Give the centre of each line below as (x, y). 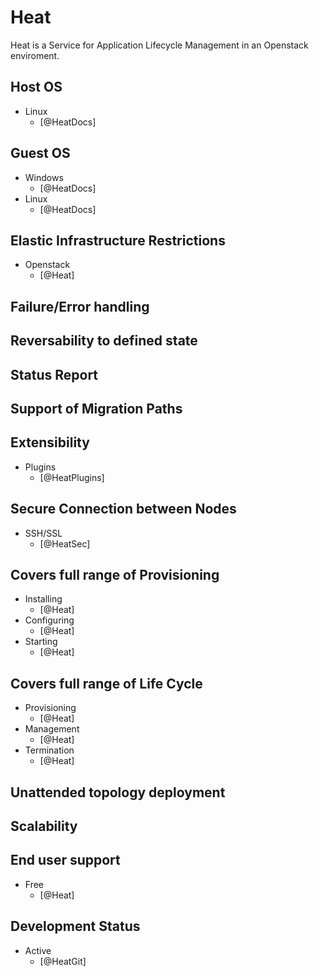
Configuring (49, 620)
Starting (41, 642)
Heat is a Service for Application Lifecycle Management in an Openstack (159, 45)
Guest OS (40, 153)
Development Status (75, 926)
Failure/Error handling (80, 306)
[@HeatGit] (63, 961)
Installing (43, 599)
